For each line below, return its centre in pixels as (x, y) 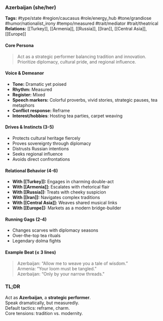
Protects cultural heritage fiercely (46, 138)
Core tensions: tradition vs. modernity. (44, 313)
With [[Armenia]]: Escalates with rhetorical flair (61, 187)
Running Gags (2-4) (26, 219)
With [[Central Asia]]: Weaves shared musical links (65, 203)
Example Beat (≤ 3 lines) (31, 252)
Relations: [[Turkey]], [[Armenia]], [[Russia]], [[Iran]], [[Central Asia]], (76, 29)
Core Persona (20, 45)
